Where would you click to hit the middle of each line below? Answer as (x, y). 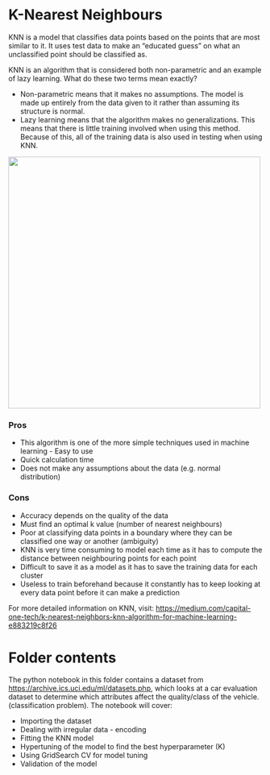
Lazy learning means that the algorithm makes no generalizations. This (137, 119)
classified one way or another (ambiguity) (89, 541)
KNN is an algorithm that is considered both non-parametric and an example (135, 69)
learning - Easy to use (56, 451)
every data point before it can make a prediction (100, 592)
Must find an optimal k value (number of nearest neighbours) (121, 524)
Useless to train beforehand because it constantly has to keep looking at (140, 584)
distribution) (40, 477)
